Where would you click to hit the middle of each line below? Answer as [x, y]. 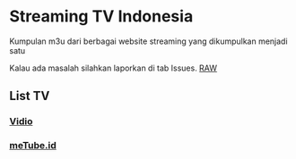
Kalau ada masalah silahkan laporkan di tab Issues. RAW [113, 68]
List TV [30, 96]
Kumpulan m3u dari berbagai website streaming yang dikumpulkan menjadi [149, 41]
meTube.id [33, 146]
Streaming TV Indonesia [101, 17]
